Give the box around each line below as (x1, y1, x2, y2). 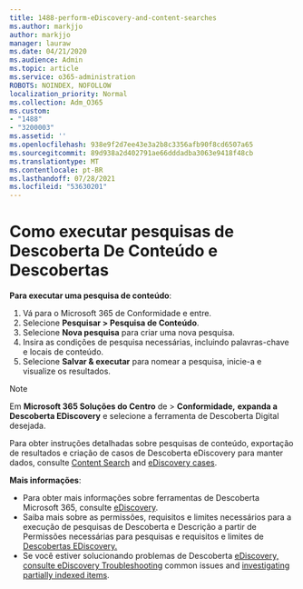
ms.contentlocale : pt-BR (9, 165, 103, 175)
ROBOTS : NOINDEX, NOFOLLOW (9, 81, 112, 90)
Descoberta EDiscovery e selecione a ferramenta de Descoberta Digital (9, 411, 279, 422)
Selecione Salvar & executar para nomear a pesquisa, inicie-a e (22, 356, 262, 367)
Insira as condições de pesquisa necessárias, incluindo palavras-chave (22, 337, 289, 348)
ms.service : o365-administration (9, 73, 136, 82)
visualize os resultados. (22, 365, 112, 377)
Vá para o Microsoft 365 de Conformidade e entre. (22, 308, 211, 319)
